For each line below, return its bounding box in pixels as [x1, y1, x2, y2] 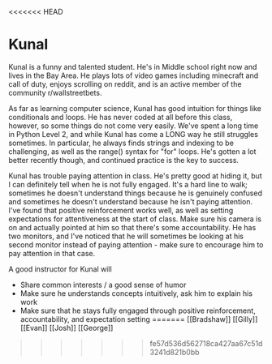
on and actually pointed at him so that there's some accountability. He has [8, 222, 257, 232]
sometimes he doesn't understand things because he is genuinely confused [8, 188, 262, 198]
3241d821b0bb [149, 347, 201, 357]
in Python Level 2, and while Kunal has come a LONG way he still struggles [8, 129, 258, 139]
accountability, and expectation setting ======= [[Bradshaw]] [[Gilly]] [19, 314, 258, 323]
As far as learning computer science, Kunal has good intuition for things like [8, 103, 261, 113]
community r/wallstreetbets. [8, 88, 102, 97]
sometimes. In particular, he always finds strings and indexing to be [8, 138, 234, 148]
